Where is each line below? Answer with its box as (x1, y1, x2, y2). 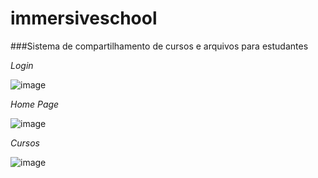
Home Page (10, 98, 60, 110)
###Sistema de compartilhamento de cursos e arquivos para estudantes (10, 40, 309, 52)
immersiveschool (10, 7, 158, 30)
